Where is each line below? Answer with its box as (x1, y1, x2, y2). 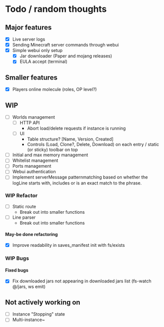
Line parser (12, 214, 36, 220)
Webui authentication (12, 169, 56, 175)
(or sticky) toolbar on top (27, 147, 78, 153)
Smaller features (5, 73, 58, 82)
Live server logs (12, 36, 46, 42)
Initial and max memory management (12, 152, 88, 158)
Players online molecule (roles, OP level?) (12, 87, 97, 93)
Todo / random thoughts (5, 3, 107, 15)
